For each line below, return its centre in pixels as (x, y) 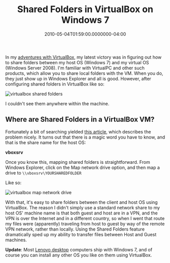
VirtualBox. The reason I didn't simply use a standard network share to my (83, 207)
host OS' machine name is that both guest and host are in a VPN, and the (82, 213)
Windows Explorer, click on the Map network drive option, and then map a (82, 167)
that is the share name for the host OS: (46, 142)
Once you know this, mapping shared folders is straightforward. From (78, 162)
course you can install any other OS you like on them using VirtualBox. (79, 255)
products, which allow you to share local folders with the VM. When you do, (84, 73)
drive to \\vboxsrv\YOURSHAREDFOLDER (43, 172)
